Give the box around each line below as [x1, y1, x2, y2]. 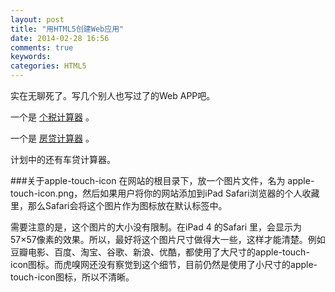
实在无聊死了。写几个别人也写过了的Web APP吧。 [10, 90, 216, 101]
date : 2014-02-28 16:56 [10, 33, 110, 43]
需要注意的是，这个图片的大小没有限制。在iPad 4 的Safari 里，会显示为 [10, 221, 303, 233]
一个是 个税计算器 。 [10, 111, 95, 123]
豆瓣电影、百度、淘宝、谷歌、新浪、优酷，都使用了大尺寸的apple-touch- [10, 246, 310, 258]
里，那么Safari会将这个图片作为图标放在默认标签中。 [10, 200, 228, 211]
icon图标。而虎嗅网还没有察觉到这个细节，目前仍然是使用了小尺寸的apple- [10, 259, 318, 270]
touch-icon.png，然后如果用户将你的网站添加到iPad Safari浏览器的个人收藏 [10, 187, 320, 199]
